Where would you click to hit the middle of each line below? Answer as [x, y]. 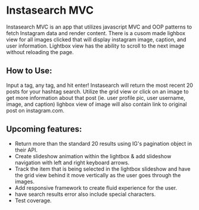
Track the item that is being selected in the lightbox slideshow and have [102, 169]
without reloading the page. [40, 52]
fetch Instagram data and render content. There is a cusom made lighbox [96, 33]
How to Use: [29, 71]
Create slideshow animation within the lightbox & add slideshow [93, 156]
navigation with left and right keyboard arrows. [72, 162]
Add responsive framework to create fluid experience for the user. [96, 187]
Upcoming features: [44, 129]
